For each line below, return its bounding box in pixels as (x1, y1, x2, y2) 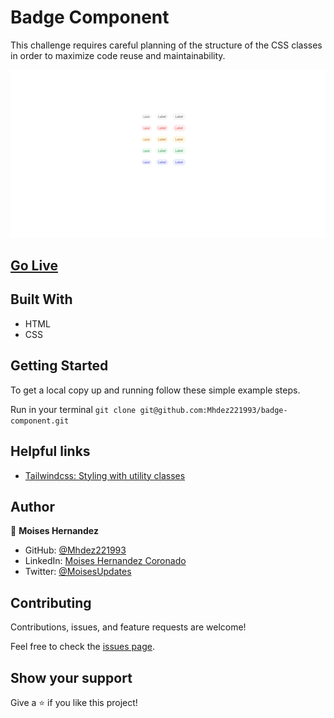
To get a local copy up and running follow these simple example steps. (10, 384, 301, 396)
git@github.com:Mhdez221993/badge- (139, 405, 288, 415)
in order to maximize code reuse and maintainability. (10, 49, 226, 61)
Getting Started (10, 357, 109, 375)
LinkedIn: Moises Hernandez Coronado (24, 555, 187, 567)
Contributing (10, 594, 92, 611)
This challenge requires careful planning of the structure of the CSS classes (10, 39, 323, 51)
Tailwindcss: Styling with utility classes (24, 469, 186, 481)
